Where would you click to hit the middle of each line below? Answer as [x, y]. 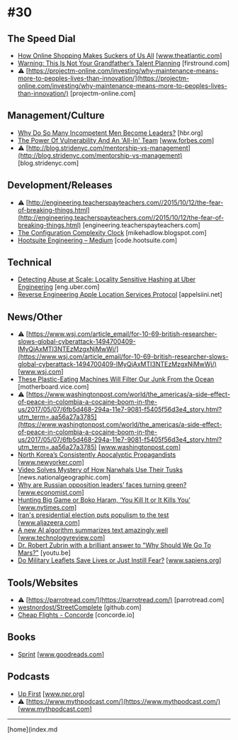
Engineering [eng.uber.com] [58, 287]
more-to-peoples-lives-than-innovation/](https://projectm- [103, 78]
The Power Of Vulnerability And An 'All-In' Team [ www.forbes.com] [116, 140]
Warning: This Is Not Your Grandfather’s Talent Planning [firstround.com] [124, 63]
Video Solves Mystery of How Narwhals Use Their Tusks [100, 470]
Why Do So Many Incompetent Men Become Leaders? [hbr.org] [110, 133]
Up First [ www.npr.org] [51, 694]
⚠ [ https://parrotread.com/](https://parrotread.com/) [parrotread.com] [121, 600]
